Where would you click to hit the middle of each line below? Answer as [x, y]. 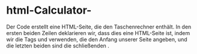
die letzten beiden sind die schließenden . [58, 46]
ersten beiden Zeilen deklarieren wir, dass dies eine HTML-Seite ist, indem [98, 33]
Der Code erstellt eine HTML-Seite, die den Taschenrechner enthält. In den [99, 27]
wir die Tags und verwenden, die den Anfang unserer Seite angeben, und [97, 39]
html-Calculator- [49, 10]
